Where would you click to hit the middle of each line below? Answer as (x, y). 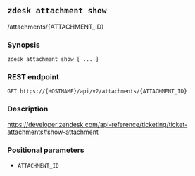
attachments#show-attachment (53, 132)
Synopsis (24, 45)
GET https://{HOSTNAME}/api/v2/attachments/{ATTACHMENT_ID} (97, 92)
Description (28, 109)
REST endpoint (33, 77)
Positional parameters (46, 150)
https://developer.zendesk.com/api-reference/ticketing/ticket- (97, 124)
